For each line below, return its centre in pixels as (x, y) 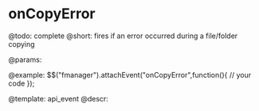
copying (22, 44)
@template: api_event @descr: (59, 98)
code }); (22, 83)
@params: (25, 59)
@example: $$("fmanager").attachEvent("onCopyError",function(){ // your (130, 75)
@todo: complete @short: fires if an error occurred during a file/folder (123, 36)
